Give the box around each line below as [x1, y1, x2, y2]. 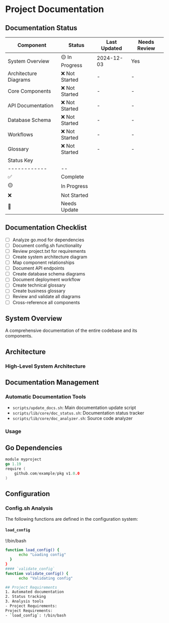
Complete [61, 173, 84, 180]
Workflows [8, 131, 34, 138]
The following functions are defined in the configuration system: [5, 516, 138, 522]
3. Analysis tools [5, 599, 44, 604]
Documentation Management [5, 378, 99, 387]
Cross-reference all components [12, 299, 80, 305]
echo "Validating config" [18, 576, 73, 581]
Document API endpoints [12, 265, 64, 271]
